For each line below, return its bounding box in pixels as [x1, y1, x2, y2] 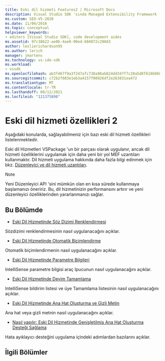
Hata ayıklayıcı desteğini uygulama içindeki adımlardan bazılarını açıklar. [5, 334, 151, 340]
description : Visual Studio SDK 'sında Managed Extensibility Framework [5, 12, 157, 17]
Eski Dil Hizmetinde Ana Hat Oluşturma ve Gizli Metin [12, 301, 120, 306]
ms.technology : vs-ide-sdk [5, 58, 60, 62]
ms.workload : [5, 62, 32, 67]
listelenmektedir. [5, 137, 38, 143]
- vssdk [5, 67, 21, 72]
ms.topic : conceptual [5, 26, 50, 30]
